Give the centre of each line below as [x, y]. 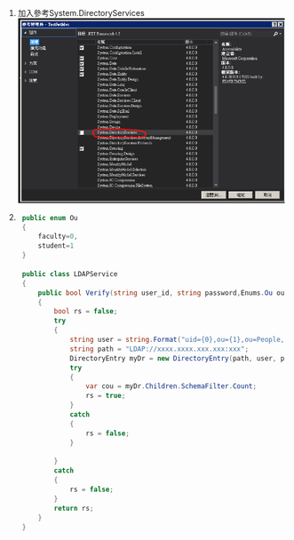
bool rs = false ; [86, 312]
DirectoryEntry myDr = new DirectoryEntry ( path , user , [173, 358]
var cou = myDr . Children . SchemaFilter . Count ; [171, 386]
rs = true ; [106, 396]
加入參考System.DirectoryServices [81, 13]
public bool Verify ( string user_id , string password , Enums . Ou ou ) [163, 293]
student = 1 [56, 246]
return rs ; [74, 508]
